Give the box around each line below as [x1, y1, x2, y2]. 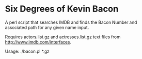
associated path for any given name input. [5, 24, 89, 30]
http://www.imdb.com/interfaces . [5, 39, 72, 44]
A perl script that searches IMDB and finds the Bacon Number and [5, 19, 137, 25]
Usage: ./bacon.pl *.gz [5, 48, 50, 54]
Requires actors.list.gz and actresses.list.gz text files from [5, 34, 121, 40]
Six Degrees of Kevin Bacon [5, 3, 119, 15]
